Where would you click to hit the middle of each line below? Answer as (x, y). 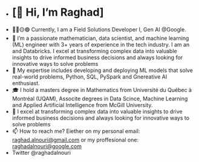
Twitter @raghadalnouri (41, 152)
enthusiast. (26, 83)
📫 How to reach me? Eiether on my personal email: (76, 131)
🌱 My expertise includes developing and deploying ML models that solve (103, 70)
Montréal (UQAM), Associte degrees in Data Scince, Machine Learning (100, 99)
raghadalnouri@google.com (47, 146)
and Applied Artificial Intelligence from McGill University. (82, 105)
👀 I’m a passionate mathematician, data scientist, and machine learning (100, 38)
